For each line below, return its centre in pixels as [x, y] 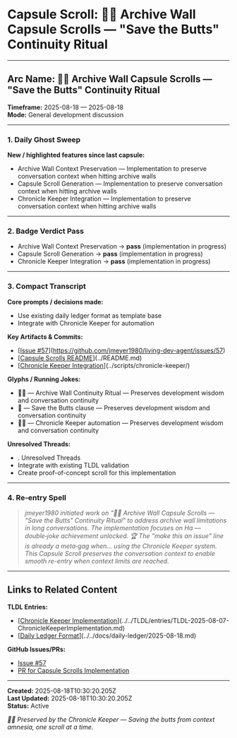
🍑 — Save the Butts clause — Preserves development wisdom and [114, 407]
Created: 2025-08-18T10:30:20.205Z [62, 691]
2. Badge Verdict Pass [46, 231]
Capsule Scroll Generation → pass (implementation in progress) [110, 254]
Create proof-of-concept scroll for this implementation [97, 472]
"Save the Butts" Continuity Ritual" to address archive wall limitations [126, 520]
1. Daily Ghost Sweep [44, 139]
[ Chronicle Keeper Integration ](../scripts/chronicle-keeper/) [104, 365]
